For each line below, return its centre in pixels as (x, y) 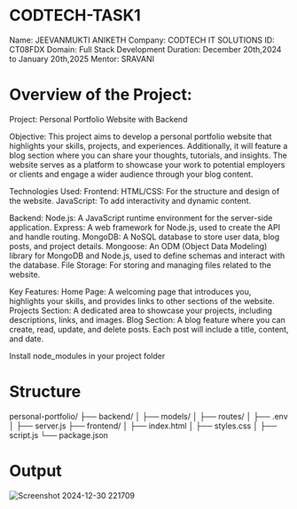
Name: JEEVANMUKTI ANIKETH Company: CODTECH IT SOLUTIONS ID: (142, 40)
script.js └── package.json (59, 435)
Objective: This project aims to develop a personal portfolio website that (141, 136)
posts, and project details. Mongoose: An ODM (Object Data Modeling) (138, 246)
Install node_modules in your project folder (87, 356)
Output (35, 471)
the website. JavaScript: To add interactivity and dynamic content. (130, 200)
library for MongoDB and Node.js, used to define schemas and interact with (147, 255)
